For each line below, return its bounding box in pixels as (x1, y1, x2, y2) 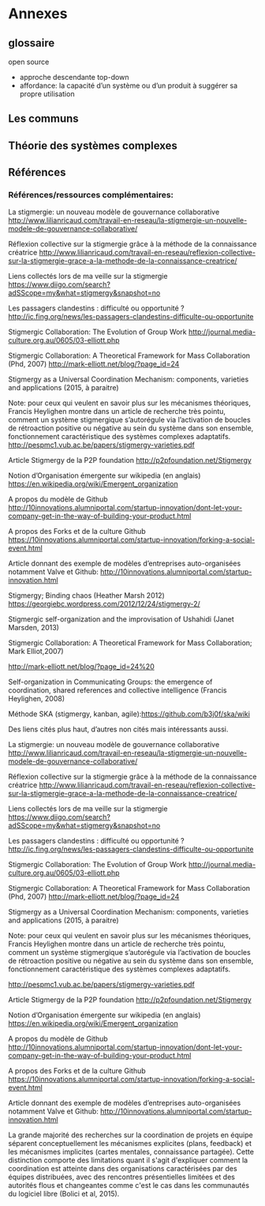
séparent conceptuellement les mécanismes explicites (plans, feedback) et (8, 1139, 252, 1148)
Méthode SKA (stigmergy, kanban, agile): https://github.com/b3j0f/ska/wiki (8, 709, 251, 719)
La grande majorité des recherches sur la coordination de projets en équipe (8, 1130, 254, 1140)
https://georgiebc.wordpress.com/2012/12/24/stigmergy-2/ (8, 599, 201, 609)
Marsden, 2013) (8, 623, 59, 633)
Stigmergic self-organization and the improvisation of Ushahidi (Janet (8, 614, 234, 624)
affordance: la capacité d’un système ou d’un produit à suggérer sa (19, 81, 238, 90)
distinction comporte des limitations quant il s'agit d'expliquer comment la (8, 1155, 248, 1165)
